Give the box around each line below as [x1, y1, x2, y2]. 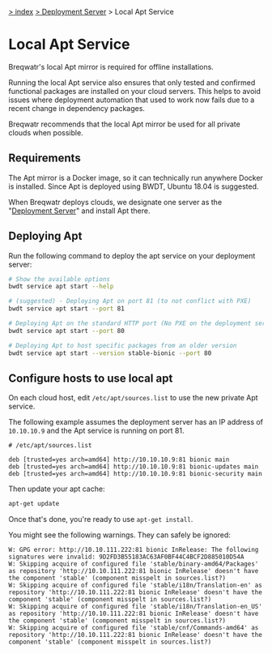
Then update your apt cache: [8, 484, 105, 494]
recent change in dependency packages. [8, 103, 146, 113]
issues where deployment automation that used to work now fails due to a [8, 95, 255, 105]
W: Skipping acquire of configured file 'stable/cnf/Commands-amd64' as [8, 624, 259, 632]
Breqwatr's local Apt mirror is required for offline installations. [8, 62, 215, 71]
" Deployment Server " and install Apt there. [8, 206, 151, 216]
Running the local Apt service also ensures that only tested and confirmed [8, 77, 256, 88]
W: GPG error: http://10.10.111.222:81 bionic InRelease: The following [8, 546, 259, 554]
